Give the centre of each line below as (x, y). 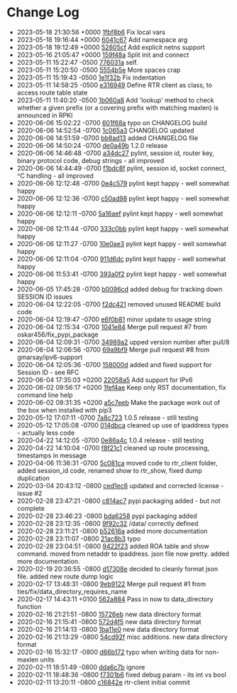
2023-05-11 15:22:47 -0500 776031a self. (77, 62)
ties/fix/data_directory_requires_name (72, 591)
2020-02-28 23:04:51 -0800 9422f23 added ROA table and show (113, 546)
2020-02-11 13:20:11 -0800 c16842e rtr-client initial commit (104, 682)
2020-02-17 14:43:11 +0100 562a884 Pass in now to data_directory (115, 599)
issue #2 (29, 493)
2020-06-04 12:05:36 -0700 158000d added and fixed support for (114, 364)
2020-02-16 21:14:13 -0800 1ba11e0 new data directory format (108, 629)
